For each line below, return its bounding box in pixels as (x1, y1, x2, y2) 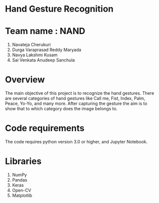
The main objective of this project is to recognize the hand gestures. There (5, 90, 154, 96)
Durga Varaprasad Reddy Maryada (12, 47, 81, 53)
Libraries (5, 156, 42, 167)
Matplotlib (12, 192, 32, 198)
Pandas (12, 177, 28, 183)
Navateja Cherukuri (12, 42, 51, 48)
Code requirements (5, 123, 85, 134)
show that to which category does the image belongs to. (5, 106, 118, 112)
